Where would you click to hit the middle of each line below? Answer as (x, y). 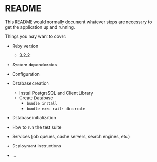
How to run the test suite (37, 127)
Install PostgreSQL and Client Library (56, 93)
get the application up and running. (40, 27)
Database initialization (34, 117)
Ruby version (25, 46)
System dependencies (34, 65)
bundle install (42, 103)
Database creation (31, 83)
